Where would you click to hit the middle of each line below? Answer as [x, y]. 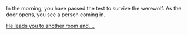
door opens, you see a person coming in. [56, 15]
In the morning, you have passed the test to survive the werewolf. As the [94, 8]
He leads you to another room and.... [51, 26]
